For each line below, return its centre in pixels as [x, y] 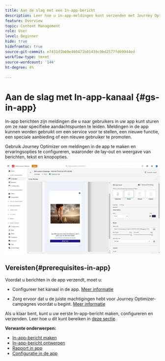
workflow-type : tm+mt [27, 57]
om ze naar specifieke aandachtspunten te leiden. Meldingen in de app [77, 127]
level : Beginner [22, 36]
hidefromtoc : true [24, 47]
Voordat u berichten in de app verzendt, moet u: [54, 280]
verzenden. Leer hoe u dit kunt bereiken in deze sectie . [61, 318]
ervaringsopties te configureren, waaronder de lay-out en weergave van [78, 152]
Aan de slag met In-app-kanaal [69, 97]
